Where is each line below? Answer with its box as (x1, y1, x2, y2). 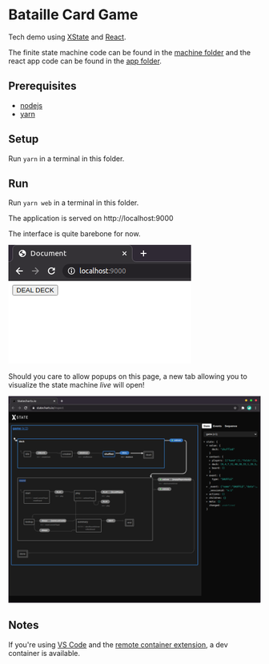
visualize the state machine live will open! (8, 380, 146, 390)
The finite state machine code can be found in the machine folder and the (8, 47, 251, 57)
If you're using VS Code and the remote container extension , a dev (8, 639, 228, 650)
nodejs (19, 100, 42, 110)
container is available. (8, 648, 81, 658)
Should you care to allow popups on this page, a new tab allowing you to (8, 372, 248, 381)
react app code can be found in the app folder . (8, 56, 163, 66)
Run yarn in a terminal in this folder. (8, 154, 125, 163)
